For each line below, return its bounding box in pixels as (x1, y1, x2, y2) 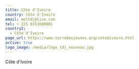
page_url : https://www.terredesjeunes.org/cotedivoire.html (5, 36, 135, 41)
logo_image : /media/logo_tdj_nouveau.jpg (5, 45, 94, 50)
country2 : (5, 26, 26, 31)
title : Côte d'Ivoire (5, 7, 51, 13)
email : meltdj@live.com (5, 17, 56, 22)
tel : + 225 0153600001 (5, 21, 53, 27)
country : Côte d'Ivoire (5, 12, 56, 17)
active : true (5, 40, 33, 45)
